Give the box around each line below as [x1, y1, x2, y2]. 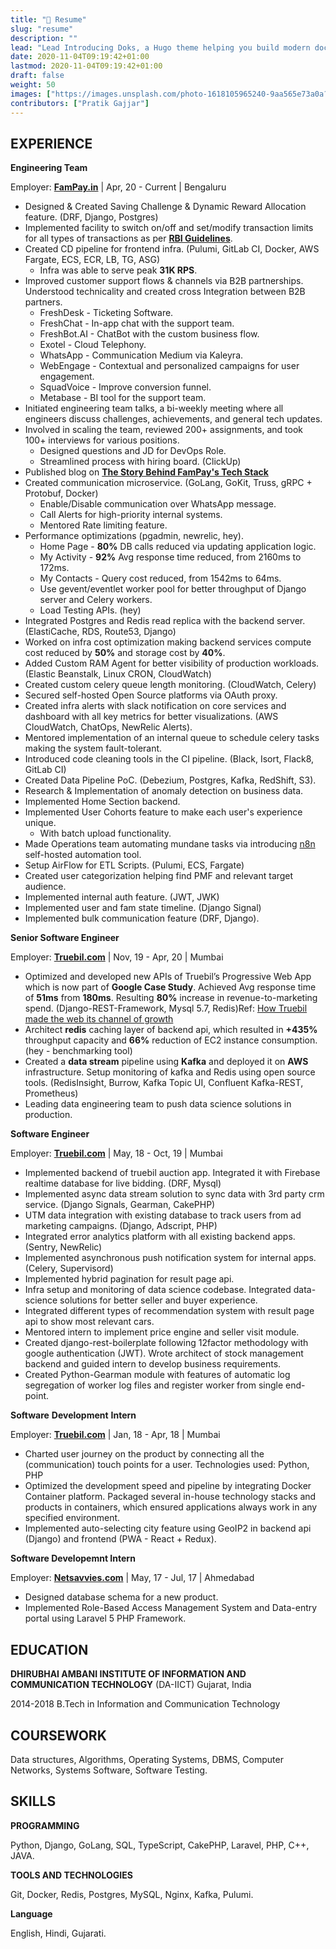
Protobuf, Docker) [24, 487, 99, 500]
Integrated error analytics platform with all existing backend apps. [24, 1231, 296, 1243]
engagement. [39, 371, 95, 383]
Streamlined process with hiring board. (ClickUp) [39, 456, 242, 468]
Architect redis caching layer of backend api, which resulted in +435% [24, 1024, 318, 1036]
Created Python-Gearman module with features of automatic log [24, 1369, 291, 1381]
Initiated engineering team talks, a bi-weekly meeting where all [24, 402, 284, 415]
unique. [24, 817, 57, 829]
